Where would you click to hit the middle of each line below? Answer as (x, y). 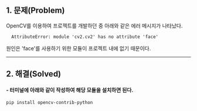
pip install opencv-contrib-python (50, 103)
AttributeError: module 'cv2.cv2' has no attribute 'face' (85, 37)
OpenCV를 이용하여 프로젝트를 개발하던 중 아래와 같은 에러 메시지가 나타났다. (94, 26)
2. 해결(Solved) (34, 74)
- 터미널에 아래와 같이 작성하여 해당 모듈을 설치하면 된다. (70, 90)
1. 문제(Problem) (35, 11)
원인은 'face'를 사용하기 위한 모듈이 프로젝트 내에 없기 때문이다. (79, 48)
